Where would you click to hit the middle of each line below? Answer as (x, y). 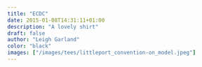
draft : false (26, 33)
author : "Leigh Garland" (43, 40)
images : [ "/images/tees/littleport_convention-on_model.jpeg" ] (102, 53)
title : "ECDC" (28, 14)
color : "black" (29, 46)
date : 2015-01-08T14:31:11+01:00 (56, 20)
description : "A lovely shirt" (53, 27)
